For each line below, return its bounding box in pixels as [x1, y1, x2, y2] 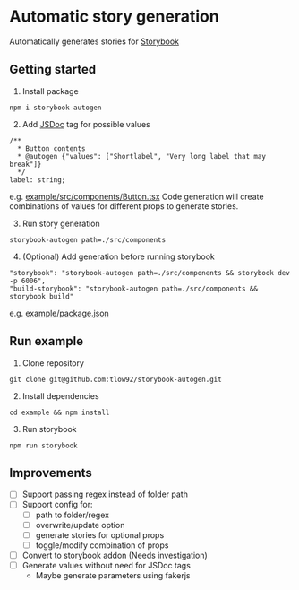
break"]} [9, 160, 42, 169]
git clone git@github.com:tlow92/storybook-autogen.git [9, 375, 222, 384]
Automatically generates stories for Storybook [9, 36, 179, 47]
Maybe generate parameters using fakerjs [35, 569, 191, 580]
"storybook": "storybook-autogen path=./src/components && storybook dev [9, 268, 291, 277]
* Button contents [17, 143, 87, 153]
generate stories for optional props [35, 529, 165, 540]
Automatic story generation [9, 6, 219, 27]
